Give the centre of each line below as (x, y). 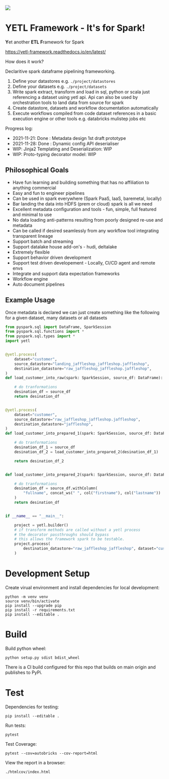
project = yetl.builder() (41, 525)
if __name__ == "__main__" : (35, 516)
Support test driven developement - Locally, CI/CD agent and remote (84, 263)
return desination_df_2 (39, 461)
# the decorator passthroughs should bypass (62, 535)
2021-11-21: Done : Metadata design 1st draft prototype (69, 138)
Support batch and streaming (43, 241)
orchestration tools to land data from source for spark (68, 102)
